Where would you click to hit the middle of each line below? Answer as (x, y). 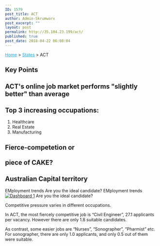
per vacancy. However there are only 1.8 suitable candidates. (66, 219)
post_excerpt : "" (23, 23)
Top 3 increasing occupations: (52, 110)
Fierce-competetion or (40, 147)
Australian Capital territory (47, 179)
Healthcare (23, 122)
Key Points (22, 70)
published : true (21, 37)
